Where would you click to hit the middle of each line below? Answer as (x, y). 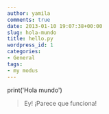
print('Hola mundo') (35, 90)
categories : (24, 52)
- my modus (23, 70)
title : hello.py (30, 39)
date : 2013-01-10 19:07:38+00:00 (55, 26)
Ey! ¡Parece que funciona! (60, 103)
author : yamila (29, 13)
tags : (15, 64)
